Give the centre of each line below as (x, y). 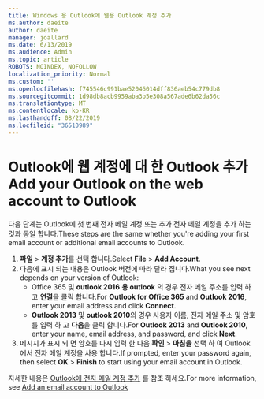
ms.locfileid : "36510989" (50, 125)
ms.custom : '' (32, 81)
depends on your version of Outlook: (79, 278)
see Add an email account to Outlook (68, 386)
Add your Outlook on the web (106, 184)
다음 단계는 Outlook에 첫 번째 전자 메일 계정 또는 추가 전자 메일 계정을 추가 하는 (130, 224)
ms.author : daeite (38, 23)
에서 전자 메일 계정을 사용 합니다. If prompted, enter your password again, (135, 352)
